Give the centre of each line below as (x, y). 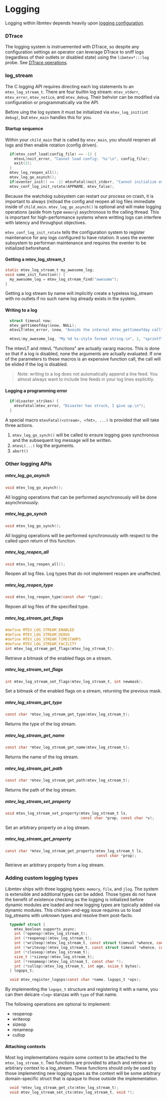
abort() (20, 451)
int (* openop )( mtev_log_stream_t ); (51, 934)
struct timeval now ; (31, 321)
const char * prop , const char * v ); (118, 818)
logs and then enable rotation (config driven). (51, 145)
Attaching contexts (25, 1046)
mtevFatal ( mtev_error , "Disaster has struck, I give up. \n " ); (80, 406)
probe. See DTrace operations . (37, 63)
